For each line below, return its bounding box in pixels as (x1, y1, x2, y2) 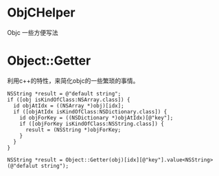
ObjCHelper (7, 5, 76, 21)
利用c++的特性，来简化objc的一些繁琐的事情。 (7, 76, 139, 85)
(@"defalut (7, 162, 38, 169)
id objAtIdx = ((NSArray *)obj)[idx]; (13, 102, 125, 109)
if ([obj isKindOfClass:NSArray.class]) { (7, 96, 130, 103)
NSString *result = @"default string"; (7, 90, 122, 97)
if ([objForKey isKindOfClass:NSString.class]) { (19, 120, 165, 127)
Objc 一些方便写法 (7, 28, 58, 36)
